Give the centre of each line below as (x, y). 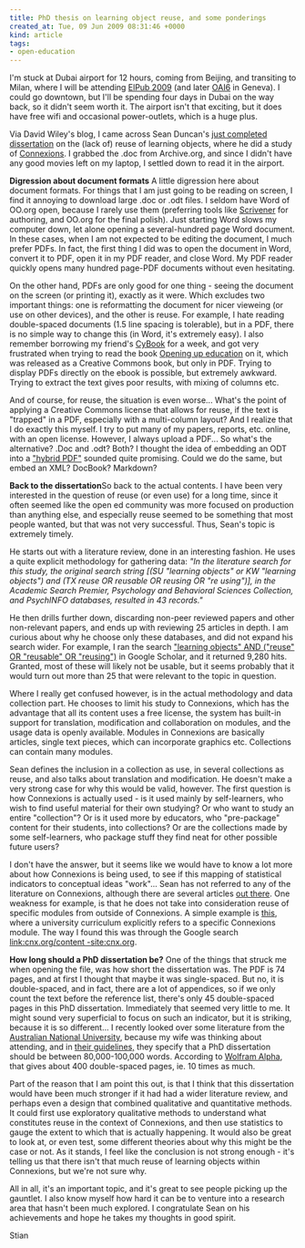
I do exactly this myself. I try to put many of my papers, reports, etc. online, (150, 429)
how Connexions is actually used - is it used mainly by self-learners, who (147, 799)
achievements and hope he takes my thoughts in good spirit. (123, 1218)
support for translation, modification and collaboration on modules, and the (150, 723)
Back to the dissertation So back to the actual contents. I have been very (146, 486)
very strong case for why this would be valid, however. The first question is (150, 789)
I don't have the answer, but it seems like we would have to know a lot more (151, 865)
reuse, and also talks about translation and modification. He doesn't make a (151, 779)
